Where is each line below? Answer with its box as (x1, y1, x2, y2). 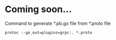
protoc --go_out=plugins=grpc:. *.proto (5, 30, 93, 35)
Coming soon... (5, 4, 72, 15)
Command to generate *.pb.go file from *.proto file (5, 20, 111, 26)
